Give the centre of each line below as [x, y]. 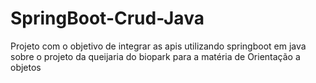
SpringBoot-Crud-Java [107, 18]
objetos [26, 67]
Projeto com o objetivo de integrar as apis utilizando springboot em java [158, 46]
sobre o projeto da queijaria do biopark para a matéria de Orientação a [155, 56]
